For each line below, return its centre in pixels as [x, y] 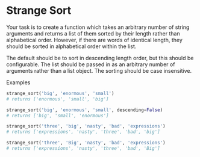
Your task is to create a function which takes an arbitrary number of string [98, 27]
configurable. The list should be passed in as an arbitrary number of [91, 64]
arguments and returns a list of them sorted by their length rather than [93, 33]
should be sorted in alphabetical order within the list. [71, 46]
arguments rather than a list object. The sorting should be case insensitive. [99, 70]
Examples [18, 82]
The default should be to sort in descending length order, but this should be [100, 58]
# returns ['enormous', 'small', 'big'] [58, 99]
